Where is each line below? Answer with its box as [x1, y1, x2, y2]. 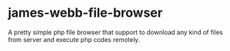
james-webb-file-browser [8, 5, 163, 21]
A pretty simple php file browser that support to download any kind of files [8, 28, 223, 36]
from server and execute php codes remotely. [8, 35, 140, 43]
